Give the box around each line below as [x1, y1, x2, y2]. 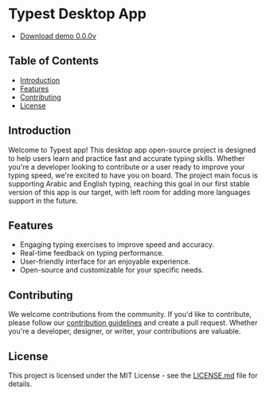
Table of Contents [8, 54, 100, 68]
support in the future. [8, 196, 78, 205]
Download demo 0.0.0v [19, 31, 97, 41]
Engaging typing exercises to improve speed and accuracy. [19, 240, 215, 249]
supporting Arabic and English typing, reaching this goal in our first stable [8, 178, 250, 188]
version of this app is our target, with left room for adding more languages [8, 187, 251, 197]
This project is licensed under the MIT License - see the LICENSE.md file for [8, 371, 258, 380]
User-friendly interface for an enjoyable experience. [19, 256, 191, 267]
